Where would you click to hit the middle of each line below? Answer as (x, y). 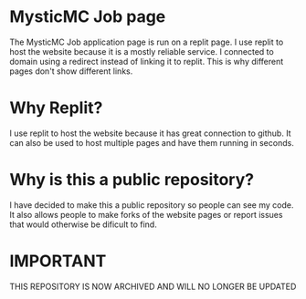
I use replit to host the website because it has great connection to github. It (150, 133)
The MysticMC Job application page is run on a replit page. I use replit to (147, 42)
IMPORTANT (58, 261)
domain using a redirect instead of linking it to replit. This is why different (147, 61)
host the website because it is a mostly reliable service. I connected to (142, 51)
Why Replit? (56, 108)
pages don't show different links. (71, 71)
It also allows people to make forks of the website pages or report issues (146, 214)
